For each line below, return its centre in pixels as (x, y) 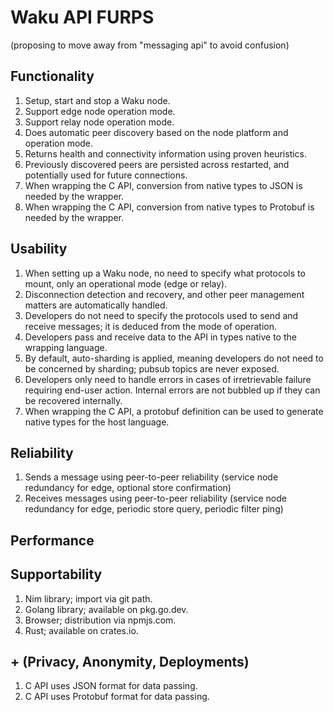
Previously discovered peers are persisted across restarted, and (157, 164)
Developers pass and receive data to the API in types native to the (160, 337)
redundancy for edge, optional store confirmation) (128, 488)
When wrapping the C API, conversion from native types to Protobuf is (169, 207)
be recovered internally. (73, 400)
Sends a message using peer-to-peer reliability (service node (151, 477)
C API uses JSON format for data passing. (111, 686)
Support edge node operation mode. (100, 111)
